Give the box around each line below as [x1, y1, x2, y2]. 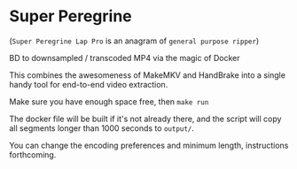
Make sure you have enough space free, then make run [9, 96, 209, 107]
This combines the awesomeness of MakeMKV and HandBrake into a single [9, 69, 286, 81]
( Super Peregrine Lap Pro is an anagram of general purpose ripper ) [9, 35, 260, 46]
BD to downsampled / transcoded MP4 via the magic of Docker [9, 52, 240, 63]
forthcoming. [9, 149, 57, 160]
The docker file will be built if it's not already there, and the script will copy [9, 113, 282, 124]
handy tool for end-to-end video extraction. [9, 79, 168, 89]
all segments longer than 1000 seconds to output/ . [9, 122, 195, 134]
